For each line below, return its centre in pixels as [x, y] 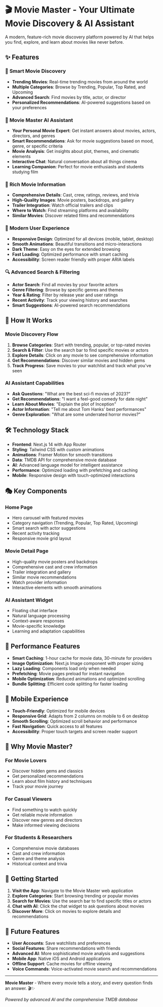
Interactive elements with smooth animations [57, 587]
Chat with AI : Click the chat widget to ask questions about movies [78, 906]
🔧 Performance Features [43, 646]
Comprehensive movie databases [45, 848]
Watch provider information [39, 582]
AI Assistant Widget [29, 600]
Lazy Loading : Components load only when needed [64, 668]
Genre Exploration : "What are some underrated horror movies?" [76, 414]
